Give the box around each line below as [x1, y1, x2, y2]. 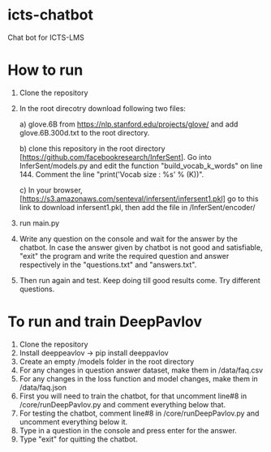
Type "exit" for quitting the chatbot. [19, 434, 138, 444]
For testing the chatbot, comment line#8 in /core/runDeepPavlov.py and [19, 408, 260, 418]
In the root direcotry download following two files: [19, 103, 186, 113]
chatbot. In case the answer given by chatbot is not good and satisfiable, [19, 242, 263, 252]
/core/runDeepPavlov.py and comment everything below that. [19, 399, 226, 409]
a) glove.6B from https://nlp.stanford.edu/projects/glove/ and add [19, 119, 239, 129]
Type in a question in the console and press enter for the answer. [19, 425, 237, 435]
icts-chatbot [7, 6, 94, 24]
